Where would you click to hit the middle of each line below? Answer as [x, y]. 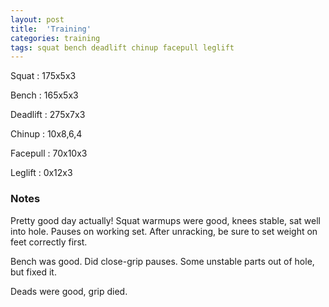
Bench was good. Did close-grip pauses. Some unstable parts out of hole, [162, 261]
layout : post [37, 19]
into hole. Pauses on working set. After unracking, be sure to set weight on [164, 231]
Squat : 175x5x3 [43, 76]
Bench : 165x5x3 [44, 95]
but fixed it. [33, 272]
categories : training [55, 38]
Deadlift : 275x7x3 [48, 115]
